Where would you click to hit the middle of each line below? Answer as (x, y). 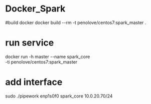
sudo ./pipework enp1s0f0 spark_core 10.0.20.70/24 (59, 96)
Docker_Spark (35, 9)
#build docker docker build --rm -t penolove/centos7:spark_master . (76, 22)
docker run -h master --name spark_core (48, 56)
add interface (34, 82)
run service (30, 43)
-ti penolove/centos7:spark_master (41, 62)
